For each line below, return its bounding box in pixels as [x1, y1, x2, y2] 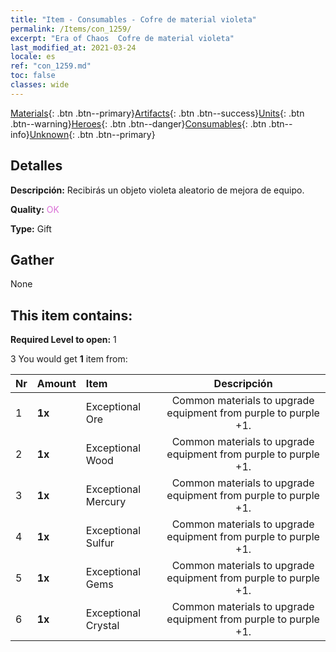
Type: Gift [10, 222, 52, 235]
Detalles [10, 157, 63, 175]
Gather [10, 251, 55, 268]
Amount [36, 377, 77, 391]
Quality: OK [10, 203, 60, 215]
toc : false [10, 71, 56, 81]
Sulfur [85, 536, 115, 550]
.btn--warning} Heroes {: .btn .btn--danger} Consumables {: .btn [10, 117, 267, 130]
